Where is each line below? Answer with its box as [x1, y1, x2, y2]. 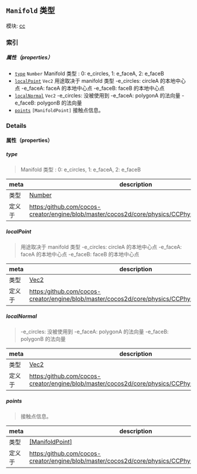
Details [6, 121, 27, 130]
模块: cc [6, 22, 25, 29]
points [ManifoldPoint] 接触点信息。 [14, 106, 104, 113]
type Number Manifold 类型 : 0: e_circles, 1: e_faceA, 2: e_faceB [14, 70, 164, 77]
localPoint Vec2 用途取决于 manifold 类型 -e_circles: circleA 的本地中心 [14, 77, 186, 84]
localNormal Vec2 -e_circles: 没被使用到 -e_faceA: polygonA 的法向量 [14, 92, 181, 99]
